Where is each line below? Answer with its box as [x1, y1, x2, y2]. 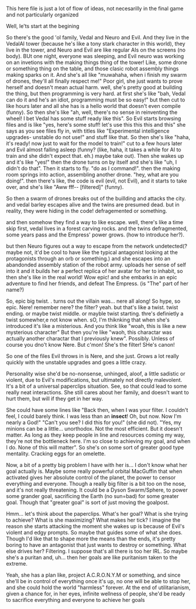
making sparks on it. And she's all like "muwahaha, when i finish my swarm [6, 72, 187, 78]
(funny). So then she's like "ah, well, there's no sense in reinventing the [6, 109, 178, 116]
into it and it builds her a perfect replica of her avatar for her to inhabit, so [6, 268, 183, 275]
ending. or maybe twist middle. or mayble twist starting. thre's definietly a [6, 310, 184, 317]
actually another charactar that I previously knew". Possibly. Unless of [6, 335, 174, 342]
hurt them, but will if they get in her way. [6, 395, 104, 402]
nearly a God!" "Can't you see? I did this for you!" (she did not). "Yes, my [6, 419, 181, 426]
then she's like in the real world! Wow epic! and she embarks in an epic [6, 274, 177, 280]
